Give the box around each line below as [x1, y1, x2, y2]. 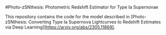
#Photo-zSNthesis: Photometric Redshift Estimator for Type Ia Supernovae [5, 4, 159, 10]
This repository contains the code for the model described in [5, 14, 130, 19]
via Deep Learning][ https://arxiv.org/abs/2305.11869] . [5, 24, 116, 30]
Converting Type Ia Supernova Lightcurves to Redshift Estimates [28, 19, 161, 25]
